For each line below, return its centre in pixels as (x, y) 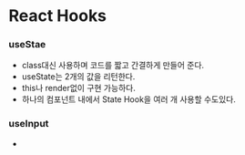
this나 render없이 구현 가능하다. (78, 88)
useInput (29, 124)
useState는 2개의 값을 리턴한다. (78, 77)
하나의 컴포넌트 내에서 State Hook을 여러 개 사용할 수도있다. (128, 99)
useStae (27, 45)
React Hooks (57, 16)
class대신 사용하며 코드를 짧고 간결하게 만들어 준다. (113, 66)
